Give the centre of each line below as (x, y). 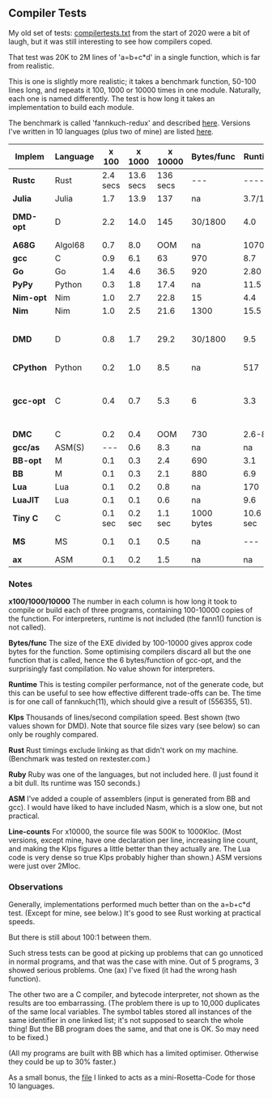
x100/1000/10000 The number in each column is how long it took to (123, 601)
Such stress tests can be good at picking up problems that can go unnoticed (136, 953)
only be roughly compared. (53, 735)
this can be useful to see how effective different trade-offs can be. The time (135, 693)
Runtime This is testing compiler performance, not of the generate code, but (136, 685)
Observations (36, 887)
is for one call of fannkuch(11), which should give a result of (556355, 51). (130, 702)
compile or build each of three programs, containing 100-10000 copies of (131, 610)
